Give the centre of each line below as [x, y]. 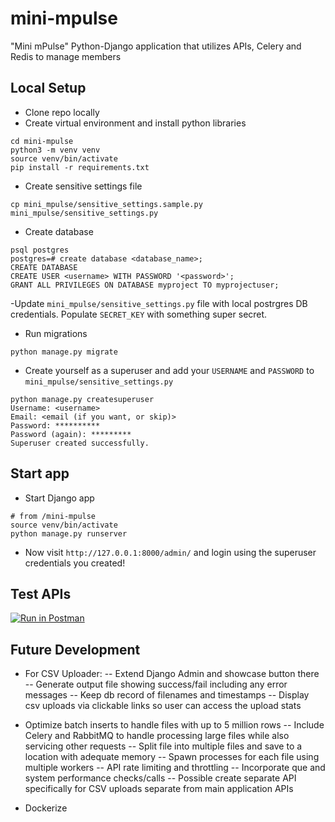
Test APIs [41, 593]
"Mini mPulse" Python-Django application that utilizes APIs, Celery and [156, 46]
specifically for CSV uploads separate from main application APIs [159, 789]
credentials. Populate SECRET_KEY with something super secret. [139, 314]
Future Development [75, 649]
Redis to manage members [66, 56]
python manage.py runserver [69, 533]
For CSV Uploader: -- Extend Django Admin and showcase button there [172, 674]
